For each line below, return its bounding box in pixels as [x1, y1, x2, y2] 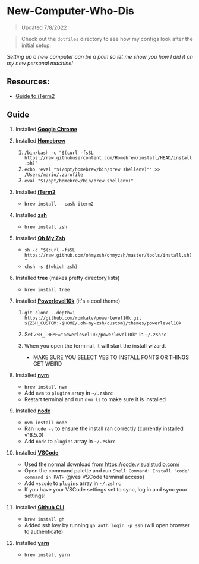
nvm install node [24, 420, 68, 426]
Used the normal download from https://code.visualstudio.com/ [24, 461, 180, 468]
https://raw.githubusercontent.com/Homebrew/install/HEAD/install [24, 155, 192, 161]
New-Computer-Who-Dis [7, 4, 134, 18]
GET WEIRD [33, 360, 62, 367]
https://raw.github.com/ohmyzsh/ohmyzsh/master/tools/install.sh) [24, 252, 192, 258]
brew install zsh [24, 224, 68, 230]
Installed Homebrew [15, 137, 66, 144]
